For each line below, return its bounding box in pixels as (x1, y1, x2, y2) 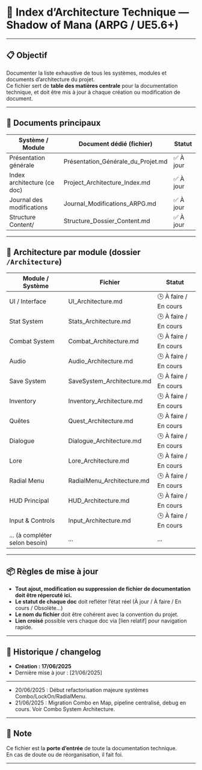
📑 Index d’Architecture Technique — (6, 5, 189, 19)
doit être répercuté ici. (14, 592, 72, 599)
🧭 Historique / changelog (6, 647, 101, 657)
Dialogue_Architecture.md (68, 436, 142, 445)
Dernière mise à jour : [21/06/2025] (14, 669, 102, 676)
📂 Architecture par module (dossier (6, 247, 141, 257)
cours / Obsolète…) (14, 605, 63, 612)
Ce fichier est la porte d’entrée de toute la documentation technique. (6, 744, 177, 751)
